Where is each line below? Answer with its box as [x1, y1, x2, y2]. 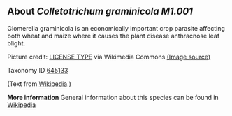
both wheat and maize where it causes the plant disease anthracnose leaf [7, 31, 220, 40]
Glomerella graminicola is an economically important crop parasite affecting [7, 24, 225, 32]
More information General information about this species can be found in [7, 93, 219, 101]
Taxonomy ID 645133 [7, 66, 68, 74]
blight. [7, 38, 26, 48]
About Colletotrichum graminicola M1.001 [7, 6, 194, 17]
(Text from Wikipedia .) [7, 80, 72, 88]
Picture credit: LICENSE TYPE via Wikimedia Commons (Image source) [7, 52, 211, 61]
